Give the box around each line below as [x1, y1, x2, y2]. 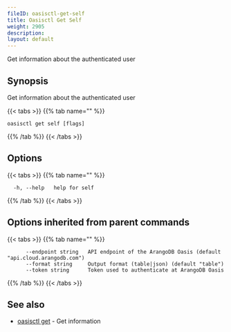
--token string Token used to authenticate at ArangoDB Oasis [25, 266, 225, 274]
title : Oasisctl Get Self [7, 17, 82, 24]
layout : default [7, 36, 54, 43]
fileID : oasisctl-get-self [7, 10, 85, 17]
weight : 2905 [7, 23, 45, 30]
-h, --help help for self [13, 184, 95, 191]
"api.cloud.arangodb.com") [7, 254, 85, 261]
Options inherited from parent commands [7, 216, 190, 229]
